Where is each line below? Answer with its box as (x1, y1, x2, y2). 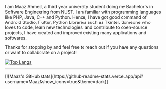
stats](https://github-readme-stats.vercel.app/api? (41, 73, 143, 79)
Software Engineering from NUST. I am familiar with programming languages (5, 9, 161, 15)
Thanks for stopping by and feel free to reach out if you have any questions (5, 44, 159, 50)
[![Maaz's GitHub (5, 73, 40, 79)
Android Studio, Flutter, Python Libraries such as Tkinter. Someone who (5, 20, 151, 25)
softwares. (5, 35, 27, 41)
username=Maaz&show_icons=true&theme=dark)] (5, 79, 108, 84)
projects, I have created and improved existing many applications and (5, 30, 147, 35)
